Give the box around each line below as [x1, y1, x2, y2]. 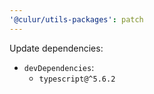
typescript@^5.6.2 [38, 74, 116, 84]
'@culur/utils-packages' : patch [9, 14, 144, 25]
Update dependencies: [9, 42, 104, 54]
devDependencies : [23, 61, 95, 73]
